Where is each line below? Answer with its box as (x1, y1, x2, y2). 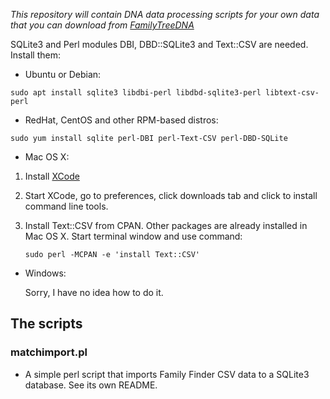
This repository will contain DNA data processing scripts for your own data (10, 9, 320, 20)
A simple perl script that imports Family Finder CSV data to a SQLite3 (24, 368, 310, 380)
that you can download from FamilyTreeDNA (10, 19, 195, 31)
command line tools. (24, 200, 109, 212)
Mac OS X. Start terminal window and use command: (24, 230, 243, 242)
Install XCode (24, 170, 80, 182)
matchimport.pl (10, 345, 88, 359)
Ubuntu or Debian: (24, 69, 102, 80)
